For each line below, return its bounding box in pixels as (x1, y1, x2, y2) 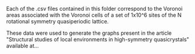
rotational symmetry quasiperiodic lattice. (6, 18, 109, 25)
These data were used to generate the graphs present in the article (6, 29, 172, 37)
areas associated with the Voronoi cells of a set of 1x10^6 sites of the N (6, 11, 182, 19)
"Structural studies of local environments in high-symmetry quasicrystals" (6, 36, 190, 43)
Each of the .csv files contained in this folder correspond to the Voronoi (6, 5, 183, 12)
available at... (6, 42, 39, 49)
